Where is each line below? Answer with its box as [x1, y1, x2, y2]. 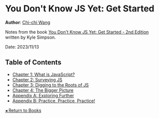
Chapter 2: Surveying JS [12, 76, 63, 82]
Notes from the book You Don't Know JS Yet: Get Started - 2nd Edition [5, 29, 149, 35]
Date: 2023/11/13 [5, 44, 39, 50]
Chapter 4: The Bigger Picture [12, 87, 74, 93]
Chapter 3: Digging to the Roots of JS [12, 82, 89, 88]
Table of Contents [5, 58, 62, 67]
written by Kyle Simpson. [5, 34, 56, 40]
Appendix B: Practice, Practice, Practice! [12, 98, 96, 104]
